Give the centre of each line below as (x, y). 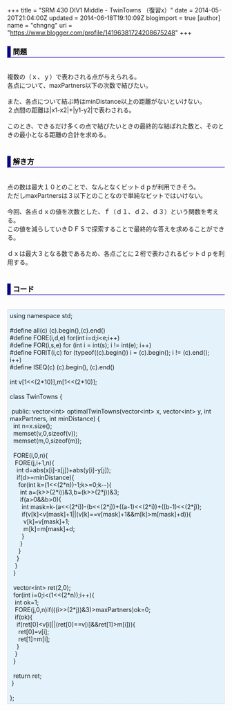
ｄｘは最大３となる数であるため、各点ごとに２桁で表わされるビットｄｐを (113, 253)
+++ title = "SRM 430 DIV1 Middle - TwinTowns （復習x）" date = (100, 10)
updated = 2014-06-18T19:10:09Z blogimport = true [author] (135, 18)
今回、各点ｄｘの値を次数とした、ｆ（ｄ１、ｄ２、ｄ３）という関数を (107, 211)
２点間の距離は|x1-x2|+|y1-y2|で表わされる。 (71, 110)
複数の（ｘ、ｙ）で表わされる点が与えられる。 (74, 77)
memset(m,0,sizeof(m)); (47, 441)
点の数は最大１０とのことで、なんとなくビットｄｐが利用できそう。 (104, 187)
